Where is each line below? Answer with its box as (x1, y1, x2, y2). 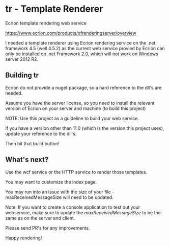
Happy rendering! (5, 235, 42, 241)
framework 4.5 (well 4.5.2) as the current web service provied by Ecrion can (5, 45, 165, 51)
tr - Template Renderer (5, 3, 103, 15)
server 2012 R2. (5, 56, 39, 62)
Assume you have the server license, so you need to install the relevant (5, 100, 155, 106)
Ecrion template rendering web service (5, 20, 87, 26)
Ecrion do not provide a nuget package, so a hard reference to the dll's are (5, 84, 162, 91)
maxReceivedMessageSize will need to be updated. (5, 194, 114, 200)
